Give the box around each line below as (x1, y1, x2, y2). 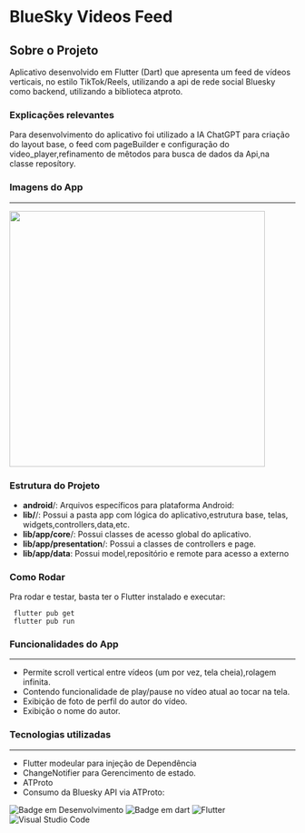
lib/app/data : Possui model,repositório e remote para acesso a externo (22, 547, 290, 558)
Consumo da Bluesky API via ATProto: (22, 787, 165, 798)
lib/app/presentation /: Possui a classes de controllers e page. (22, 538, 257, 549)
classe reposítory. (9, 158, 76, 169)
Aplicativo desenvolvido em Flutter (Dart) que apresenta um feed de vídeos (9, 66, 291, 77)
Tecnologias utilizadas (9, 728, 112, 741)
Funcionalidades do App (9, 638, 120, 651)
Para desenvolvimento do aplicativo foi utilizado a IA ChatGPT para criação (9, 129, 290, 140)
